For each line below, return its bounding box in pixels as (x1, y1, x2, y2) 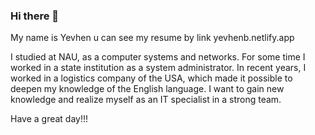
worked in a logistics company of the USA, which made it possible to (10, 72, 293, 84)
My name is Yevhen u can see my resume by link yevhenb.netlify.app (10, 32, 295, 44)
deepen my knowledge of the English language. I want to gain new (10, 83, 285, 95)
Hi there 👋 (10, 9, 60, 23)
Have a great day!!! (10, 113, 89, 125)
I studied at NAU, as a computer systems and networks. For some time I (10, 51, 306, 63)
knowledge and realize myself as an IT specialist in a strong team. (10, 94, 282, 106)
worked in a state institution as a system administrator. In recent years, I (10, 62, 307, 74)
